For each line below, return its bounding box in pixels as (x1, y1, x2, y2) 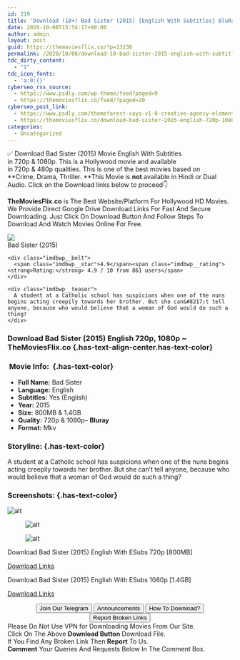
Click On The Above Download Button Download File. (7, 629, 166, 639)
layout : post (7, 37, 46, 44)
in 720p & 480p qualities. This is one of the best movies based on (7, 165, 201, 173)
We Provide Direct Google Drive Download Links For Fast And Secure (7, 205, 211, 213)
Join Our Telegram (39, 604, 89, 612)
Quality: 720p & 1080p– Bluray (17, 415, 109, 425)
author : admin (7, 30, 50, 38)
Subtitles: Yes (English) (17, 393, 88, 402)
